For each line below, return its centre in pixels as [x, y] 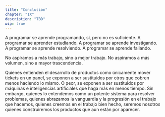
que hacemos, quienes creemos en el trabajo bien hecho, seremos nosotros [83, 104]
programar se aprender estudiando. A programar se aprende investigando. [81, 43]
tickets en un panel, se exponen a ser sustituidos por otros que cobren [77, 78]
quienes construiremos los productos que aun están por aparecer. [73, 110]
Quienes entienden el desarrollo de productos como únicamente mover [78, 73]
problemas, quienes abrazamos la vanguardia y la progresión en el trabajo [81, 99]
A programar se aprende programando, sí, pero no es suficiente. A [73, 38]
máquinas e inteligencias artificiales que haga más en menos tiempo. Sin [79, 88]
